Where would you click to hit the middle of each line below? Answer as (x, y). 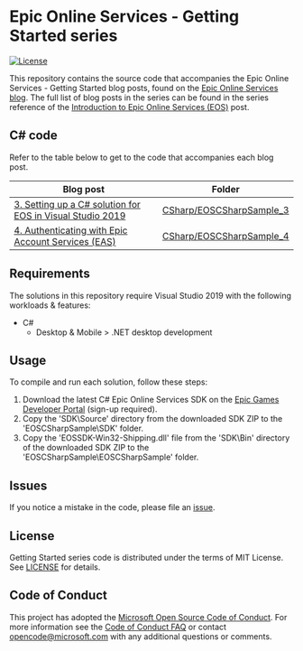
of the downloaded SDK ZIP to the (86, 448)
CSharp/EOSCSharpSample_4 (225, 236)
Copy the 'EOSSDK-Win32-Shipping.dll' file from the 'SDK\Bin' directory (156, 438)
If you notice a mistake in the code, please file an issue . (112, 507)
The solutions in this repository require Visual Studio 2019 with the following (150, 295)
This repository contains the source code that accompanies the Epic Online (149, 78)
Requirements (50, 274)
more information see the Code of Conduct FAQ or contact (118, 627)
